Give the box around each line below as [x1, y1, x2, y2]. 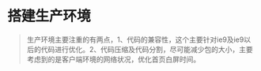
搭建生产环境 [7, 7, 92, 25]
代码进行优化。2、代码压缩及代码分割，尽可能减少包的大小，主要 [40, 44, 254, 54]
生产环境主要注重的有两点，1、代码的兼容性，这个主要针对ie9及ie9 [26, 35, 244, 44]
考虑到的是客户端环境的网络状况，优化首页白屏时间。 [26, 54, 201, 64]
